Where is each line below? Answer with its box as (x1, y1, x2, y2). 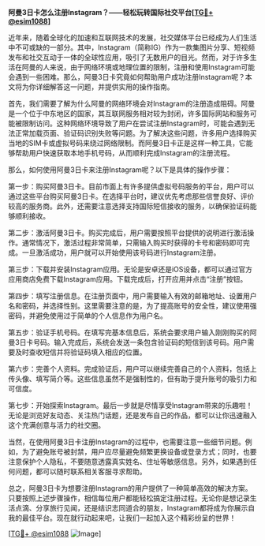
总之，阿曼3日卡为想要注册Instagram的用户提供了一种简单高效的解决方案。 (8, 484, 252, 492)
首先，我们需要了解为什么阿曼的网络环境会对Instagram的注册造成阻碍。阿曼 (8, 99, 255, 108)
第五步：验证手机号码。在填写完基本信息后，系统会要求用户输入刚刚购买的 (8, 327, 250, 337)
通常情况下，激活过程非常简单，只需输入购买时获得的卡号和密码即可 (21, 238, 243, 247)
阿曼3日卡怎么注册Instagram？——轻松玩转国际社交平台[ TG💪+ (8, 8, 214, 17)
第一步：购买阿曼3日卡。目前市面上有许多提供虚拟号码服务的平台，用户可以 (8, 181, 255, 191)
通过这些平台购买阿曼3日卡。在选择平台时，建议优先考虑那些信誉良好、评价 (8, 192, 255, 200)
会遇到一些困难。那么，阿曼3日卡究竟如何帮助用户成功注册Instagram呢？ (8, 73, 246, 81)
